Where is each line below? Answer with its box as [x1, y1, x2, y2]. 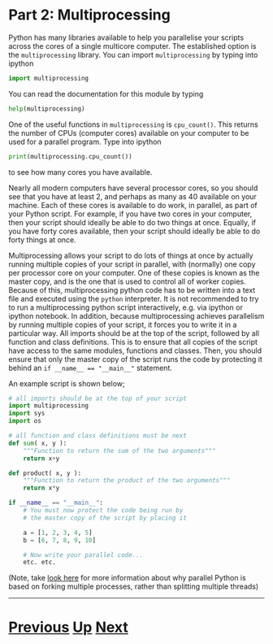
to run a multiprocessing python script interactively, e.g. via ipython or [8, 302, 244, 312]
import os [8, 417, 42, 425]
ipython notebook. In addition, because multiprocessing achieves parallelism [8, 311, 265, 320]
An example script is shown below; [8, 378, 125, 388]
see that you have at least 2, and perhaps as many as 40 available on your [8, 191, 258, 201]
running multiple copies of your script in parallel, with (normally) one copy [8, 259, 256, 269]
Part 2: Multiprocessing [8, 6, 171, 24]
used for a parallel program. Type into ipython [8, 137, 162, 146]
